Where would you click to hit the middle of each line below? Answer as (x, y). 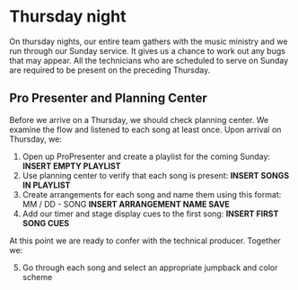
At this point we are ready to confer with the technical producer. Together (145, 241)
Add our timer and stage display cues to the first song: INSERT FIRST (150, 214)
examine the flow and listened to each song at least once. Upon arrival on (145, 129)
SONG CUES (46, 223)
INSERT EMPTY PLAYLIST (71, 166)
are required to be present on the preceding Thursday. (110, 70)
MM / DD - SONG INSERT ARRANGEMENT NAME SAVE (126, 204)
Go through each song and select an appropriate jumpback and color (150, 268)
